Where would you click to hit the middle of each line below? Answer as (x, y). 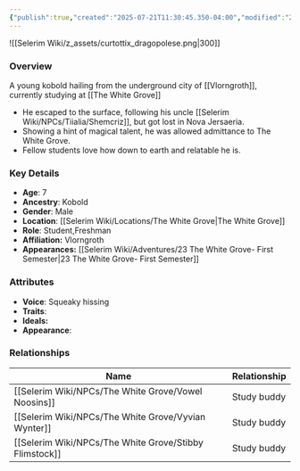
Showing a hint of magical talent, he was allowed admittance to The (146, 131)
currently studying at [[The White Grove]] (85, 95)
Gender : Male (48, 211)
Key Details (34, 173)
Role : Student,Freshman (67, 231)
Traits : (34, 311)
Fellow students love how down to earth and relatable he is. (131, 150)
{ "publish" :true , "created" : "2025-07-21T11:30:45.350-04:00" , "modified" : (147, 17)
